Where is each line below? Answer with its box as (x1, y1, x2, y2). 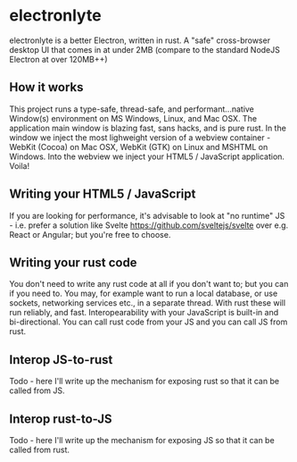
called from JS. (9, 385, 65, 396)
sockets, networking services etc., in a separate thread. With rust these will (9, 298, 286, 308)
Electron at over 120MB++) (9, 54, 109, 64)
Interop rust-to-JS (9, 411, 112, 426)
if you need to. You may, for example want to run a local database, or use (9, 288, 278, 299)
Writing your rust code (9, 255, 137, 270)
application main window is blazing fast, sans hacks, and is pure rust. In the (9, 122, 287, 133)
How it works (9, 80, 84, 95)
